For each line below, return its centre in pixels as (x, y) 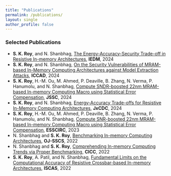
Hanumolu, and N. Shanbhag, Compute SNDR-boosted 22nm (77, 86)
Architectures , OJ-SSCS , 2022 (45, 141)
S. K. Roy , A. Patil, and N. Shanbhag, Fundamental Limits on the (80, 157)
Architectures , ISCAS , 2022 (42, 168)
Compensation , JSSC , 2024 (42, 97)
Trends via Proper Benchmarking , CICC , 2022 (61, 151)
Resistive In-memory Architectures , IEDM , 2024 (63, 59)
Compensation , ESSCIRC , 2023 (46, 130)
